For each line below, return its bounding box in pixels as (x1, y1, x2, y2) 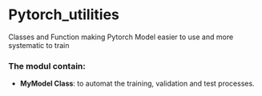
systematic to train (8, 40, 70, 50)
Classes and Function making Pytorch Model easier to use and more (8, 32, 234, 42)
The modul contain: (8, 60, 86, 71)
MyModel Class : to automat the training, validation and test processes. (19, 78, 255, 89)
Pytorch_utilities (8, 6, 120, 24)
